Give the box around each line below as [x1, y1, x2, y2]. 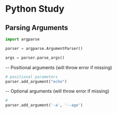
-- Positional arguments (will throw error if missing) [5, 64, 112, 70]
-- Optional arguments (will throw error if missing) [5, 88, 109, 94]
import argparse [5, 37, 40, 42]
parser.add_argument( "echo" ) [5, 79, 67, 84]
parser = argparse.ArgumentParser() [5, 46, 83, 51]
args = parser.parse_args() [5, 55, 65, 60]
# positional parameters [5, 74, 58, 79]
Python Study [5, 3, 65, 15]
